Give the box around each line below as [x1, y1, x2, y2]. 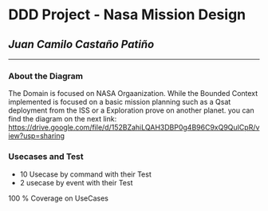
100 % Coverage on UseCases [8, 193, 109, 203]
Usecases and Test [8, 151, 84, 162]
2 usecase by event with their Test [19, 177, 133, 187]
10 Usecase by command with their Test [19, 169, 152, 179]
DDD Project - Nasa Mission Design [8, 6, 246, 24]
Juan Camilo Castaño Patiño [8, 38, 155, 51]
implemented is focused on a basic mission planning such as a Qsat [8, 98, 231, 107]
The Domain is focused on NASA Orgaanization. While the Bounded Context [8, 89, 258, 98]
